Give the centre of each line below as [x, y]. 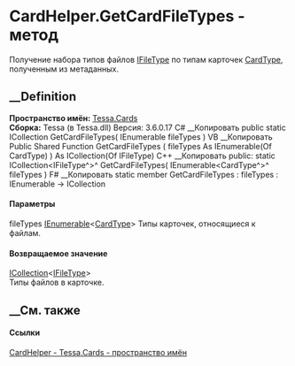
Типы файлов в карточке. [57, 282]
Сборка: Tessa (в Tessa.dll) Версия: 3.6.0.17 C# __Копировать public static [147, 127]
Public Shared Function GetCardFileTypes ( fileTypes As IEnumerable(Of [140, 146]
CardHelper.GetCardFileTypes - [127, 16]
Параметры [32, 204]
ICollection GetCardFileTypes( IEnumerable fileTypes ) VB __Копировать [141, 137]
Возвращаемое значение [58, 253]
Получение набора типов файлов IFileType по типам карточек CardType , [146, 59]
